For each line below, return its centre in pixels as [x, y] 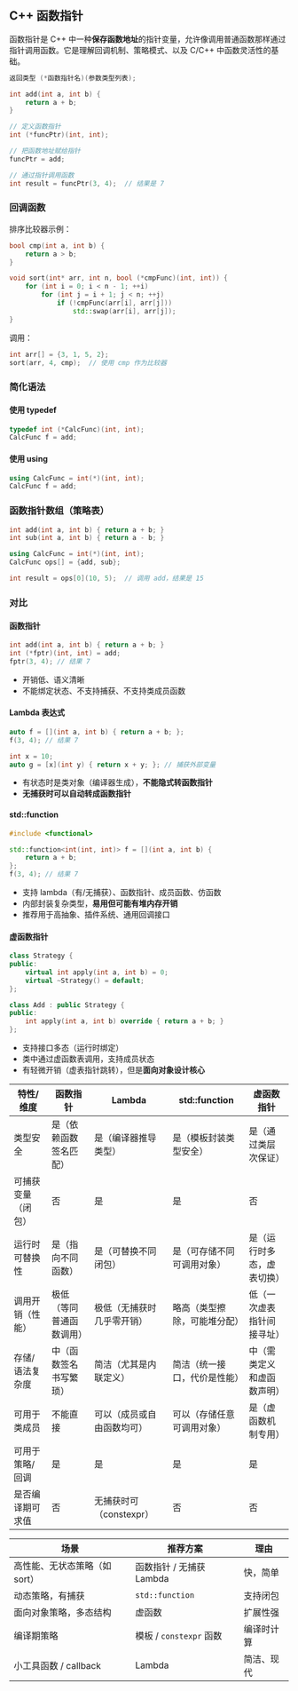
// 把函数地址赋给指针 [45, 151]
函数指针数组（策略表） [59, 511]
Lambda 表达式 [37, 712]
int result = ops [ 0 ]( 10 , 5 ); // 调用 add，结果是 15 [106, 579]
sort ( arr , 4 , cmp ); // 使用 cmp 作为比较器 [88, 362]
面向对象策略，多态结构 [63, 1613]
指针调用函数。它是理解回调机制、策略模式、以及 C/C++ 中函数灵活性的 [140, 50]
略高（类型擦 [199, 1308]
